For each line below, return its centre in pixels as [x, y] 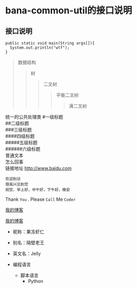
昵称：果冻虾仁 [28, 232]
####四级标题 [20, 136]
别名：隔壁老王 [28, 243]
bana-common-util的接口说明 [69, 11]
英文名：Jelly [27, 254]
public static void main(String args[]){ [50, 43]
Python [36, 281]
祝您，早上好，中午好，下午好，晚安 [38, 190]
